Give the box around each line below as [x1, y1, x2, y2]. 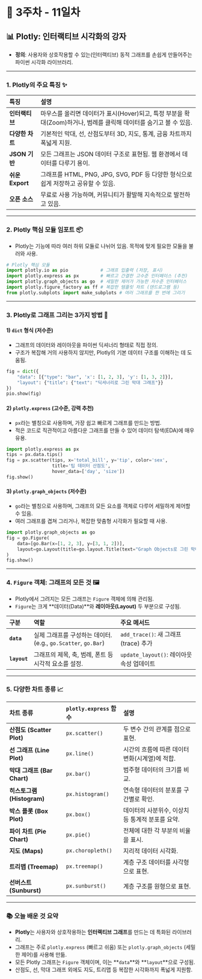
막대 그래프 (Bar [9, 766, 53, 774]
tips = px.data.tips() [6, 452, 63, 458]
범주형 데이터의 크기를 [123, 765, 182, 774]
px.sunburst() [66, 882, 106, 889]
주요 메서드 [120, 618, 150, 626]
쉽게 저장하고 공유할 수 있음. [40, 179, 115, 188]
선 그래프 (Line [9, 746, 50, 754]
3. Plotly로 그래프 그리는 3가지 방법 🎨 [6, 310, 108, 319]
